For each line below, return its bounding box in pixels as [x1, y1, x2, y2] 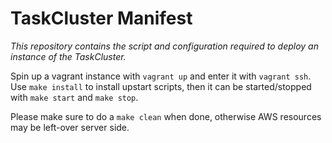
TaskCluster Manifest [10, 7, 193, 30]
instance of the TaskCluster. [10, 50, 127, 62]
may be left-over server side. [10, 121, 130, 133]
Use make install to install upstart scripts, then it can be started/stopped [10, 80, 312, 92]
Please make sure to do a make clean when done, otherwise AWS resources [10, 110, 322, 122]
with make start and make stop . [10, 91, 139, 103]
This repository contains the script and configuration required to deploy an [10, 40, 319, 52]
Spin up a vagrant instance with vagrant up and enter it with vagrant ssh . [10, 70, 312, 82]
